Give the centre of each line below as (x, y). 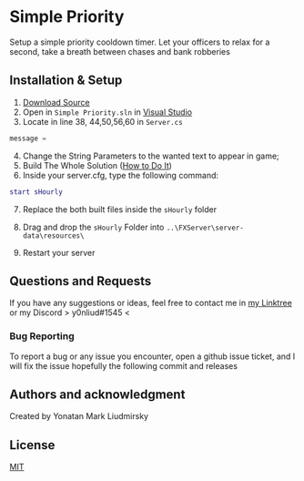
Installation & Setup (66, 81)
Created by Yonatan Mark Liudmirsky (79, 416)
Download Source (56, 102)
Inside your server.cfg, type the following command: (121, 175)
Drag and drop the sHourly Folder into (93, 227)
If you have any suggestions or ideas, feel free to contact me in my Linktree (151, 303)
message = (28, 138)
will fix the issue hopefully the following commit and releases (124, 365)
